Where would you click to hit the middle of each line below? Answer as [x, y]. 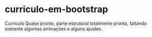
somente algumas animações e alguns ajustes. [54, 28]
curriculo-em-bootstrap [56, 9]
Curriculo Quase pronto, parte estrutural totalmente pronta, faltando [76, 23]
